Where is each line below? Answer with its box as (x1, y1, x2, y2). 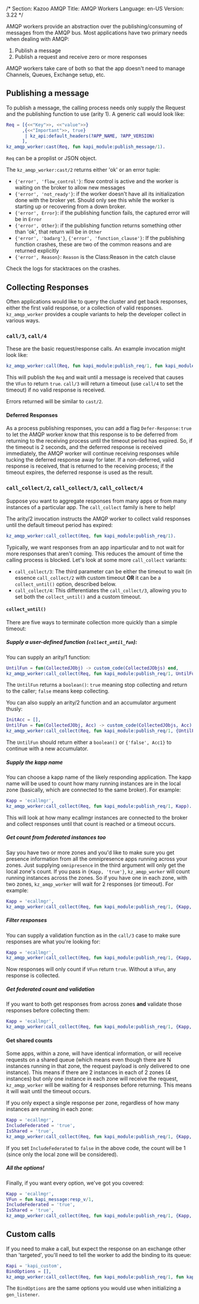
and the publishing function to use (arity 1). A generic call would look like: (6, 110, 185, 118)
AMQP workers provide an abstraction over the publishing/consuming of (6, 23, 183, 30)
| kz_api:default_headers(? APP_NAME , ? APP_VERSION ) (24, 133, 155, 139)
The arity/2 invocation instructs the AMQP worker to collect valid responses (6, 515, 191, 522)
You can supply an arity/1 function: (6, 653, 91, 661)
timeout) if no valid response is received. (6, 386, 105, 394)
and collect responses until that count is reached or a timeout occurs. (6, 820, 176, 828)
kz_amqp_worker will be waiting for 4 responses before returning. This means (6, 1081, 192, 1089)
